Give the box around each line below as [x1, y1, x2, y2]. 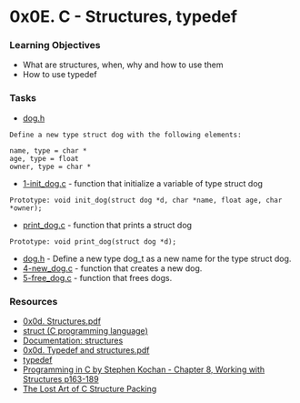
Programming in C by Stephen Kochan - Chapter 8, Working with [22, 364, 265, 375]
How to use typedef [22, 69, 97, 80]
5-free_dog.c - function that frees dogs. [22, 272, 173, 283]
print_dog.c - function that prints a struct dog [22, 219, 193, 230]
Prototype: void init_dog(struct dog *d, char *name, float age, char [9, 196, 283, 205]
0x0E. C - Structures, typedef [9, 6, 238, 27]
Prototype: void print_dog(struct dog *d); [9, 237, 177, 247]
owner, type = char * [9, 162, 92, 171]
